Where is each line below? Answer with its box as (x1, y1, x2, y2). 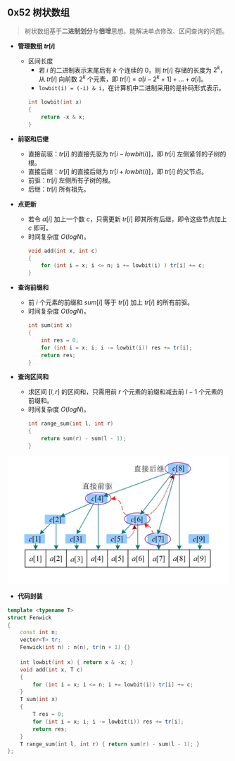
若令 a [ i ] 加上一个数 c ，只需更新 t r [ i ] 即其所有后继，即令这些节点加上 (27, 214, 227, 223)
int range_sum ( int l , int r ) (27, 420, 114, 428)
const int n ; (20, 629, 58, 636)
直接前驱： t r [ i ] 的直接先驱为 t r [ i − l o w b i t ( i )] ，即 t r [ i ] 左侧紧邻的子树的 (27, 149, 227, 158)
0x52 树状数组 (7, 6, 70, 19)
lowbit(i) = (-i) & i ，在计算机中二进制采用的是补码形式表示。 (38, 84, 225, 92)
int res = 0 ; (41, 337, 80, 344)
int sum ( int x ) (27, 322, 72, 329)
